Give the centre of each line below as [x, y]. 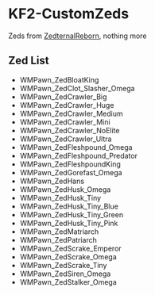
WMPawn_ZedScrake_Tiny [63, 265]
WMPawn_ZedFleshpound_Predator [78, 155]
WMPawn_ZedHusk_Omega [65, 189]
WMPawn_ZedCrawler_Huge [67, 105]
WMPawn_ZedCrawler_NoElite [70, 130]
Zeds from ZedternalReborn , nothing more [77, 36]
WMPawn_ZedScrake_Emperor [70, 248]
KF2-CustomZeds [69, 14]
